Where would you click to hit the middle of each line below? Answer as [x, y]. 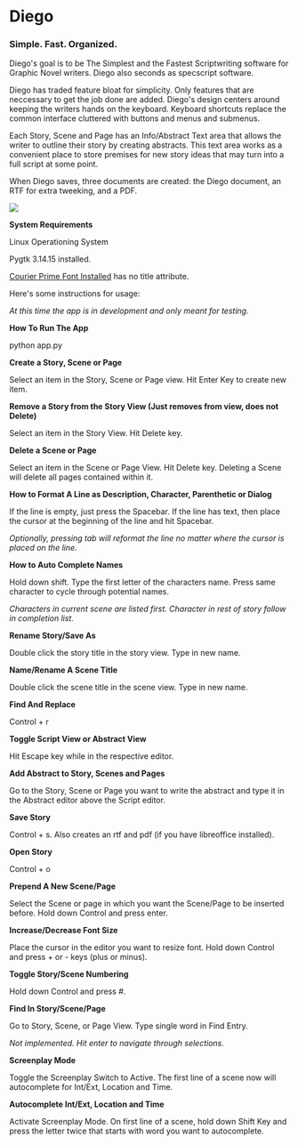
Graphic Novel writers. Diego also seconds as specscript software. [132, 73]
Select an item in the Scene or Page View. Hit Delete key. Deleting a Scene [145, 468]
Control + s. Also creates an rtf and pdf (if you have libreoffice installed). [142, 835]
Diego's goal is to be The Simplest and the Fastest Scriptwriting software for [149, 63]
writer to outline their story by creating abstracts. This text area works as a [146, 145]
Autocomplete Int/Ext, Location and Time [87, 1104]
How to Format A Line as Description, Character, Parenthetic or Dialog [141, 495]
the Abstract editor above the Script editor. [88, 800]
